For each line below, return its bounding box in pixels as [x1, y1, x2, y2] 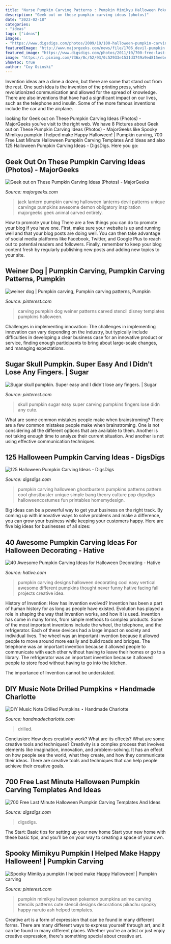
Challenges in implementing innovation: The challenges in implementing [5, 323, 156, 329]
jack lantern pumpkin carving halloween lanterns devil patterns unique [17, 199, 165, 205]
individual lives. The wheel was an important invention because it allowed [5, 633, 159, 639]
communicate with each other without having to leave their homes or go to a [5, 649, 165, 655]
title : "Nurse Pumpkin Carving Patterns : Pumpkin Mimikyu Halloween [5, 7, 156, 13]
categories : [5, 21, 31, 27]
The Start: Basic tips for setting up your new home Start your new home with [5, 829, 166, 835]
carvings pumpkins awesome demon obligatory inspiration [17, 204, 141, 210]
